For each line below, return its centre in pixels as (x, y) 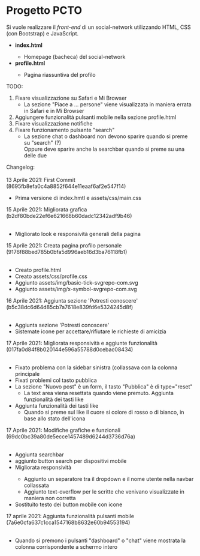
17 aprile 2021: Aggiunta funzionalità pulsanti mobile (70, 516)
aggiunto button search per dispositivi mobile (71, 461)
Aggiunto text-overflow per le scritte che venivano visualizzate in (104, 491)
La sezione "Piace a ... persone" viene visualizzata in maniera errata (107, 104)
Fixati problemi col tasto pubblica (56, 380)
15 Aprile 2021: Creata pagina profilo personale (64, 245)
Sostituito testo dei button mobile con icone (69, 504)
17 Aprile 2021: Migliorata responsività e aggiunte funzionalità (82, 343)
